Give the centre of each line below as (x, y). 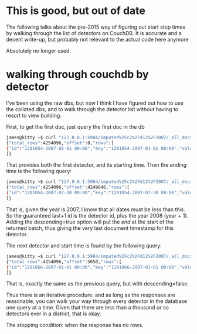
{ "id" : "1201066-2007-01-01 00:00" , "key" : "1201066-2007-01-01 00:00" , (93, 267)
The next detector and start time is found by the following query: (84, 245)
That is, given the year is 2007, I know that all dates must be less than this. (96, 209)
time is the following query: (39, 171)
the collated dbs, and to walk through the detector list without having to (92, 109)
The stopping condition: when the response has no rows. (75, 325)
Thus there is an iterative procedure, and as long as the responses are (91, 295)
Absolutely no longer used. (39, 50)
